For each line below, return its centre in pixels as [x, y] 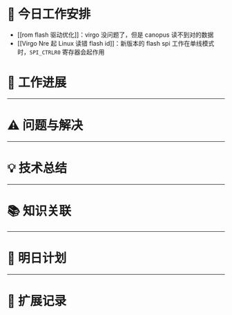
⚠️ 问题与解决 [45, 126]
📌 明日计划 [37, 258]
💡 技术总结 [37, 168]
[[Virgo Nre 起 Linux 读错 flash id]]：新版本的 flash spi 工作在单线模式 [116, 43]
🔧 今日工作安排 [49, 14]
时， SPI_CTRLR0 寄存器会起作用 [61, 52]
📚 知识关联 [39, 211]
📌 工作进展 [37, 83]
